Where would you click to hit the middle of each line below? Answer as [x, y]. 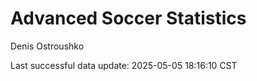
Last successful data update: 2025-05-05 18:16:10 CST [124, 65]
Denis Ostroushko [47, 46]
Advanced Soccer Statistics [128, 18]
